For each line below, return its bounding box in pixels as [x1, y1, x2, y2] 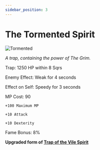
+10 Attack [5, 112, 28, 117]
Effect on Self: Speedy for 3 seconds [5, 84, 81, 90]
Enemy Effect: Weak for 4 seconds [5, 74, 76, 80]
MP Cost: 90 [5, 93, 31, 100]
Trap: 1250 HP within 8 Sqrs [5, 64, 62, 70]
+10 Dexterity [5, 121, 35, 126]
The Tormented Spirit [5, 28, 96, 40]
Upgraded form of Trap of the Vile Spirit [5, 139, 89, 145]
